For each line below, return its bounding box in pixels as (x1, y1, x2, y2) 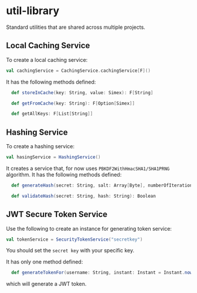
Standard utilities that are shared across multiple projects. (6, 24, 145, 31)
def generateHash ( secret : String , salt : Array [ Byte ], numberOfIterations (11, 182, 195, 188)
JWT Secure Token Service (6, 209, 108, 219)
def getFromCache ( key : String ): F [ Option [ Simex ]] (11, 100, 135, 106)
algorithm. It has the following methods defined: (6, 171, 122, 178)
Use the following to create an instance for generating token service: (6, 225, 172, 232)
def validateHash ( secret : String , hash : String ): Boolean (11, 193, 157, 199)
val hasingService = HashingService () (6, 154, 101, 160)
